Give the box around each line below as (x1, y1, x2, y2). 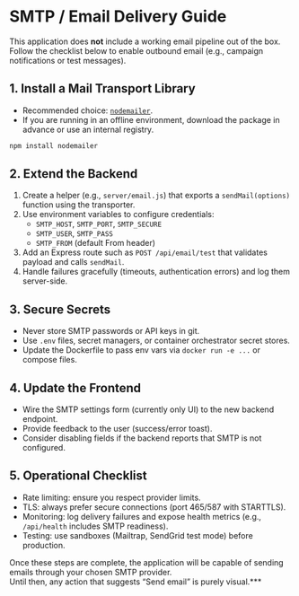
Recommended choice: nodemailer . (22, 105, 154, 116)
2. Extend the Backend (9, 166, 138, 181)
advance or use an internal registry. (22, 124, 154, 135)
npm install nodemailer (9, 141, 99, 150)
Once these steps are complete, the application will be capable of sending (9, 557, 285, 567)
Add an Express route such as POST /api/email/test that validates (22, 247, 268, 258)
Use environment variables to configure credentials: (22, 209, 215, 220)
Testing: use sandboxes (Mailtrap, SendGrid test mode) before (22, 530, 253, 540)
